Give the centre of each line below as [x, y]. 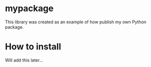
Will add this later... [24, 60]
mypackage [29, 8]
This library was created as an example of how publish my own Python [76, 22]
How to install [33, 47]
